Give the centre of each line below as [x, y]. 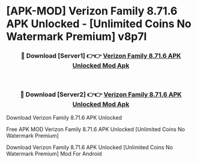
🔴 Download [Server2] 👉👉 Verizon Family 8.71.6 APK [101, 94]
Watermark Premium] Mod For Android [54, 153]
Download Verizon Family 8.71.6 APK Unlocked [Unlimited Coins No [89, 147]
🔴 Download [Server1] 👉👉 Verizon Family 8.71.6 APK [101, 56]
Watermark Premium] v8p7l [77, 37]
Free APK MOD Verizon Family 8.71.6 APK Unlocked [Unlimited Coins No [95, 129]
